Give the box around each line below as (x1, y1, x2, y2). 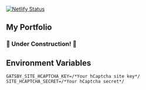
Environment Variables (6, 58, 91, 68)
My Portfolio (6, 22, 52, 32)
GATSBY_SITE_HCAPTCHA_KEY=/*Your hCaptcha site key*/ (6, 74, 141, 79)
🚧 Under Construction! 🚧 (6, 40, 77, 48)
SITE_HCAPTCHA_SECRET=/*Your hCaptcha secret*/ (6, 79, 125, 85)
